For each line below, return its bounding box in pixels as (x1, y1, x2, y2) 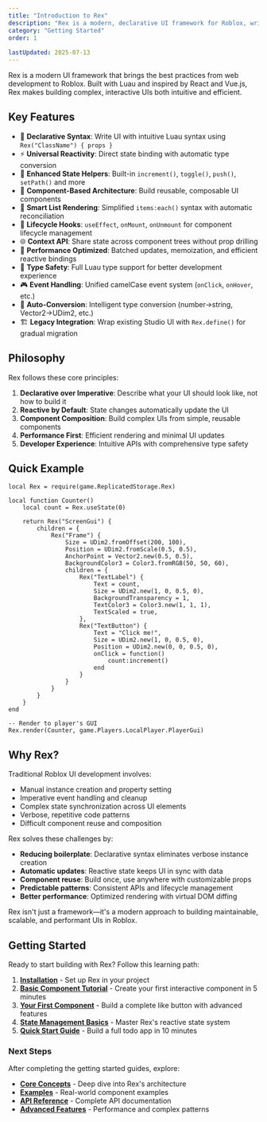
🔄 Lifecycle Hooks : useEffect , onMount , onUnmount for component (19, 220, 232, 229)
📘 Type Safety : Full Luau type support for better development (19, 262, 222, 271)
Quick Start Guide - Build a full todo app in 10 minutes (19, 1026, 197, 1035)
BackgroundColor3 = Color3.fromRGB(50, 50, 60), (64, 559, 229, 567)
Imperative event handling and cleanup (19, 793, 148, 803)
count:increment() (107, 657, 169, 665)
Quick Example (8, 462, 85, 476)
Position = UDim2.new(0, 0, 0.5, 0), (93, 643, 219, 651)
